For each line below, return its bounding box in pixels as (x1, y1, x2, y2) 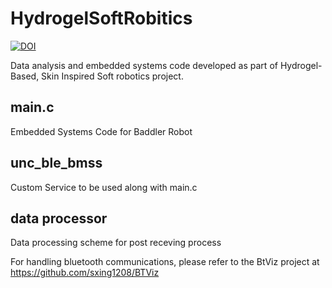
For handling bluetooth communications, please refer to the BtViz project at (10, 256, 320, 268)
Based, (10, 70, 40, 82)
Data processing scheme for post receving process (10, 237, 222, 249)
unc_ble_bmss (10, 155, 103, 172)
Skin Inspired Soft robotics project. (41, 70, 184, 82)
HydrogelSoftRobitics (10, 7, 193, 30)
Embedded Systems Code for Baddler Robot (10, 125, 193, 137)
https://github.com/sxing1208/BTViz (10, 267, 160, 279)
